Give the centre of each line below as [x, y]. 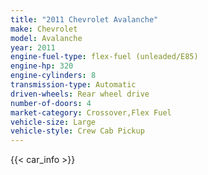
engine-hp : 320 [42, 66]
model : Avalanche [46, 38]
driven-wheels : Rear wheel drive [80, 94]
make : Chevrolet [44, 29]
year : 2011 [33, 47]
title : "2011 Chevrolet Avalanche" [84, 19]
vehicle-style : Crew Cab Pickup [77, 131]
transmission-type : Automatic [73, 85]
